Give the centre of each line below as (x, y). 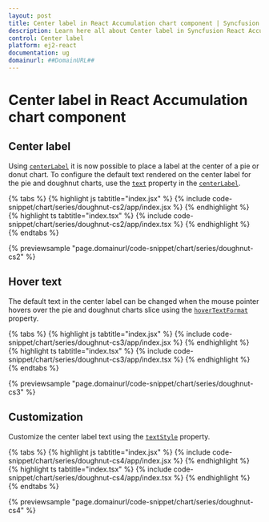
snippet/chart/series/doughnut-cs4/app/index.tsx (90, 477)
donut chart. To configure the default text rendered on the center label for (130, 174)
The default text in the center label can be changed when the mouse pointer (134, 301)
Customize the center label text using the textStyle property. (109, 436)
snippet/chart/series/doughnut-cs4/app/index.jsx (90, 460)
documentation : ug (39, 53)
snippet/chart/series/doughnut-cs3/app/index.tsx (90, 359)
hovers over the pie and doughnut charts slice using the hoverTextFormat (128, 310)
